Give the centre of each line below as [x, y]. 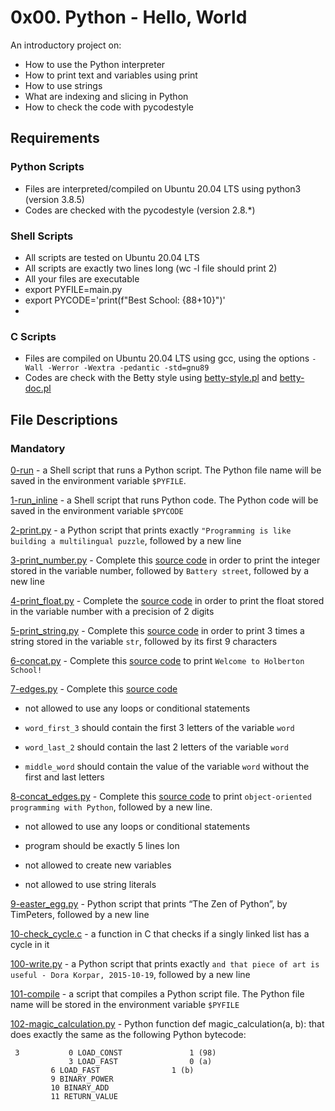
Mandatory [38, 448]
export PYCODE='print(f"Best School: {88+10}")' [125, 300]
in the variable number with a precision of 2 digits [112, 611]
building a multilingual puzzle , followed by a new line [126, 540]
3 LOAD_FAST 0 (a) [140, 1061]
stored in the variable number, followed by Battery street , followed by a [160, 570]
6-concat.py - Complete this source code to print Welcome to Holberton [157, 660]
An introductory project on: [66, 45]
